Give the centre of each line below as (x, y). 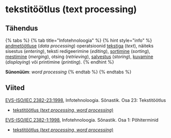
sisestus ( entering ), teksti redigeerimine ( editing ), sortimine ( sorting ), (78, 51)
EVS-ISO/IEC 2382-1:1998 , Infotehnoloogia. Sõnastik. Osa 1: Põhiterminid (82, 120)
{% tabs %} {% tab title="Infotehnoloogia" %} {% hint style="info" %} (79, 40)
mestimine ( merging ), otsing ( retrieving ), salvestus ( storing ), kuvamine (79, 57)
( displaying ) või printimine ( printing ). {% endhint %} (60, 62)
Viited (15, 88)
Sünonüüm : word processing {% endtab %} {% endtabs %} (68, 72)
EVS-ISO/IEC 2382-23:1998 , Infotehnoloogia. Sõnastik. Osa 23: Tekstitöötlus (86, 100)
